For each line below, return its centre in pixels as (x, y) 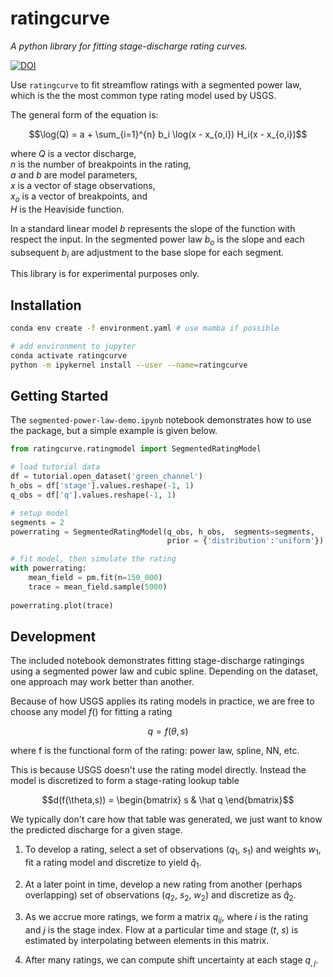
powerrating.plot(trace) (62, 605)
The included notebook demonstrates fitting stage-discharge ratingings (157, 661)
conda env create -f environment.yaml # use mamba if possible (145, 328)
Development (53, 636)
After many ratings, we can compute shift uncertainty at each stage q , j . (171, 960)
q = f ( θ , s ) (168, 731)
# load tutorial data (55, 467)
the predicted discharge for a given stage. (96, 830)
